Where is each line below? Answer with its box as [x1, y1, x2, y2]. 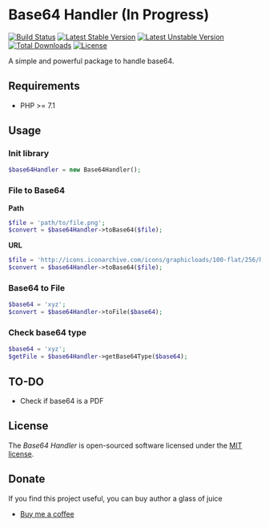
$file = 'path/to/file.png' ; [8, 219, 106, 227]
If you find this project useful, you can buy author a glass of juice [8, 493, 223, 503]
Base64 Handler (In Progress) [8, 6, 210, 24]
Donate [8, 473, 46, 486]
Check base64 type [8, 327, 86, 338]
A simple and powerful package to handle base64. [8, 56, 175, 66]
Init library [8, 148, 50, 159]
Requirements [8, 79, 80, 93]
